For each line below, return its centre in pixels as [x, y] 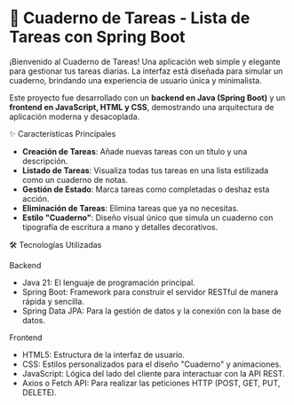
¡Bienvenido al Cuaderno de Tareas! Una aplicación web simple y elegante [145, 61]
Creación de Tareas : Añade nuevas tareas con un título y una [135, 151]
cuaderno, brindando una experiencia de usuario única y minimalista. [135, 80]
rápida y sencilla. [53, 301]
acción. [36, 198]
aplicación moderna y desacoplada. [75, 116]
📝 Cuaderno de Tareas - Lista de [130, 18]
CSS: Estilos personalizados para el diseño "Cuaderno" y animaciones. [151, 364]
